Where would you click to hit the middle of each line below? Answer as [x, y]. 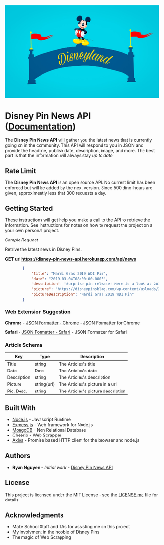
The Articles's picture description [92, 391]
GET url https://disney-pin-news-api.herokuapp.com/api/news [71, 259]
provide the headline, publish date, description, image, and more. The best [80, 150]
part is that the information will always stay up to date [59, 155]
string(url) [45, 384]
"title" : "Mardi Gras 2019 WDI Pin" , [70, 274]
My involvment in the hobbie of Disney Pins [56, 532]
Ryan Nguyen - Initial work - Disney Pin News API [62, 467]
